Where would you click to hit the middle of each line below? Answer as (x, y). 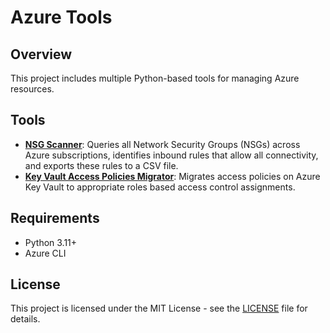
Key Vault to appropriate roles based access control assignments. (160, 187)
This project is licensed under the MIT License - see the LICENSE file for (159, 308)
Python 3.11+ (51, 242)
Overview (41, 54)
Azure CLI (45, 253)
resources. (32, 89)
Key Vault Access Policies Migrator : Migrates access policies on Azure (172, 176)
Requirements (55, 218)
